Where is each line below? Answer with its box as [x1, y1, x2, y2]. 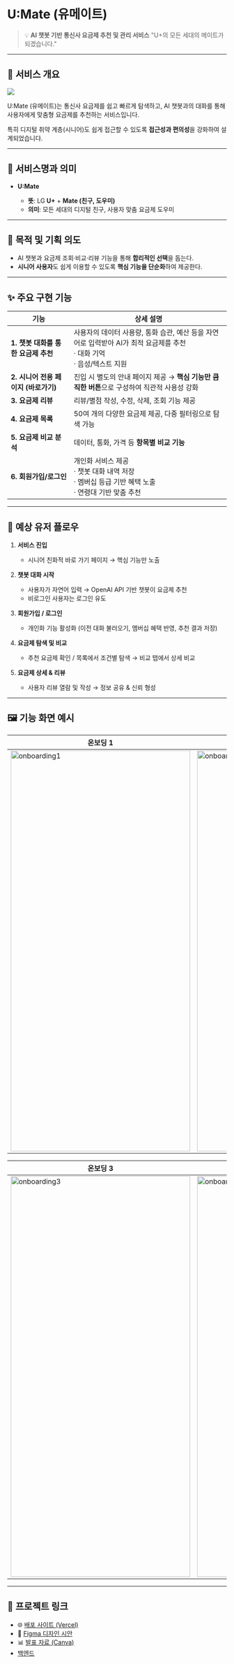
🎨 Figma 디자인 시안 [17, 1629, 73, 1637]
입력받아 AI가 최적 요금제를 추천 [88, 338, 187, 348]
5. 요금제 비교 [10, 433, 54, 443]
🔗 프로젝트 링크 [7, 1600, 68, 1612]
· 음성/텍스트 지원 [73, 359, 127, 369]
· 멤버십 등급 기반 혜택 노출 [73, 477, 156, 487]
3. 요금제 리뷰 [10, 396, 54, 406]
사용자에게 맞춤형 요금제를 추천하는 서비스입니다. [7, 110, 140, 119]
